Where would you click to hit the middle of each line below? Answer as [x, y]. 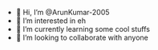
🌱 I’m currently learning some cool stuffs [83, 29]
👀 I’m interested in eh [51, 21]
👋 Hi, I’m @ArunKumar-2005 [63, 12]
